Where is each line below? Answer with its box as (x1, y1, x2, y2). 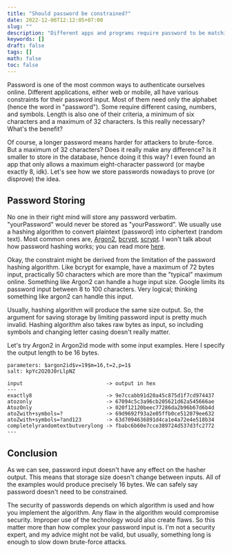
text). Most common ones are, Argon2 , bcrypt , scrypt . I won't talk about (7, 235, 212, 243)
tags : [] (7, 49, 32, 56)
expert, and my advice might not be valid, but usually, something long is (7, 530, 212, 539)
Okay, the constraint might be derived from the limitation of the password (7, 256, 216, 264)
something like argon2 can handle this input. (7, 292, 133, 301)
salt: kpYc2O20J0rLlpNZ (7, 368, 76, 375)
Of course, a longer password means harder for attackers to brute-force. (7, 138, 214, 146)
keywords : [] (7, 36, 45, 43)
